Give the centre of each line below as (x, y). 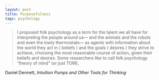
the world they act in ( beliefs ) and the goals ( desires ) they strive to (86, 48)
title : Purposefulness (28, 14)
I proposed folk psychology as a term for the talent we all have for (82, 32)
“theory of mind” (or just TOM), (48, 63)
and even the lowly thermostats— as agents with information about (84, 43)
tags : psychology (22, 18)
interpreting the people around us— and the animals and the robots (84, 37)
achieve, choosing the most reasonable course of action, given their (85, 53)
